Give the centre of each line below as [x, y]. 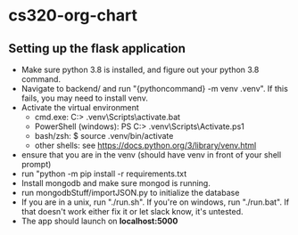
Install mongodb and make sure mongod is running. [116, 183]
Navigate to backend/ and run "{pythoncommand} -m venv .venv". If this [155, 89]
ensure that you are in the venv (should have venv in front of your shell [151, 155]
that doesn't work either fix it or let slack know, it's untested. [132, 211]
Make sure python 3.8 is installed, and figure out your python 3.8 [140, 69]
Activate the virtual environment [80, 107]
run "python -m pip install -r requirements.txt [104, 174]
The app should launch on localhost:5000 [99, 221]
